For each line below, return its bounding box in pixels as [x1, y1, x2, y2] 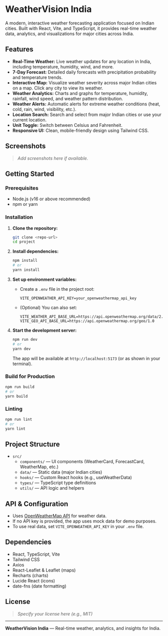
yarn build [5, 394, 28, 399]
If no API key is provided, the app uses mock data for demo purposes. [12, 518, 156, 524]
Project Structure [5, 440, 60, 448]
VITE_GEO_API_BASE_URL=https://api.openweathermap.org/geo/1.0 [19, 318, 155, 323]
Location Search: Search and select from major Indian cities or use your [12, 111, 161, 117]
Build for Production [5, 373, 55, 380]
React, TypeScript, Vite [12, 551, 60, 557]
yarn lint [5, 426, 26, 431]
